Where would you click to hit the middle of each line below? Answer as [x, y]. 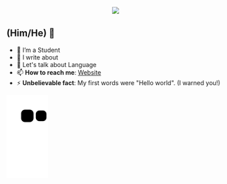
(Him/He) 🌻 [31, 34]
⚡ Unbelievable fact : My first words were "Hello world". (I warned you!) [118, 82]
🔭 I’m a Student [38, 50]
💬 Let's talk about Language [56, 64]
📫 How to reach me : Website [59, 72]
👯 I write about [37, 57]
